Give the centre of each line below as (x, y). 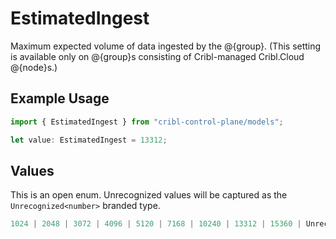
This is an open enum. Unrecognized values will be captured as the (149, 195)
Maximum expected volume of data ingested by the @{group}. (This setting (166, 46)
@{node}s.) (34, 67)
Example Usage (60, 98)
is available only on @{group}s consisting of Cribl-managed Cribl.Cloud (157, 56)
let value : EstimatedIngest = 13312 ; (89, 140)
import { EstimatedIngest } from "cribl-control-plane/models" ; (147, 122)
